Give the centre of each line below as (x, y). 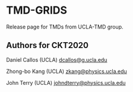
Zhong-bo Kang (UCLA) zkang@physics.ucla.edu (67, 71)
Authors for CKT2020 (47, 45)
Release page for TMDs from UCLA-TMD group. (65, 27)
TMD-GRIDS (37, 10)
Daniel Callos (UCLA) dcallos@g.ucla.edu (57, 59)
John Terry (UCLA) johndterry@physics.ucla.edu (66, 83)
